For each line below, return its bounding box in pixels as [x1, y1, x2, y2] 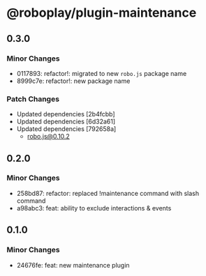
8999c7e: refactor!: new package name [16, 77, 131, 85]
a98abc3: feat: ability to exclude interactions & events [16, 204, 172, 212]
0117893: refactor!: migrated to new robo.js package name [16, 69, 187, 77]
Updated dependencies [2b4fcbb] [16, 110, 116, 118]
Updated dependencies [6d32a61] [16, 117, 116, 126]
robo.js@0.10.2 [27, 132, 71, 141]
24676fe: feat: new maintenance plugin [16, 261, 130, 269]
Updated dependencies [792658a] [16, 125, 117, 133]
